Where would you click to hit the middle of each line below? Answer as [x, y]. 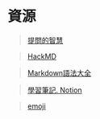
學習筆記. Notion [54, 90]
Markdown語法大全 [59, 72]
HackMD [42, 56]
